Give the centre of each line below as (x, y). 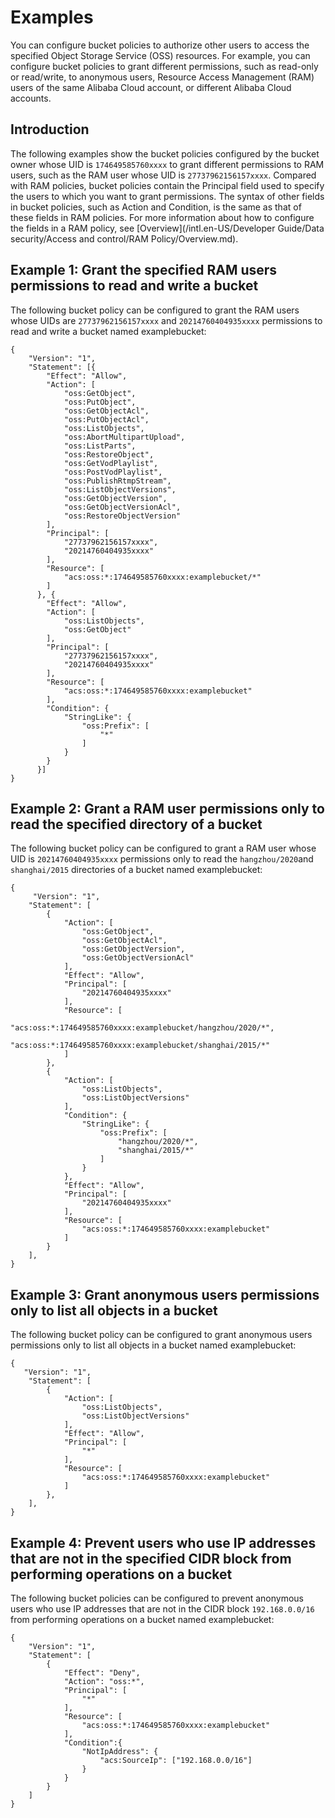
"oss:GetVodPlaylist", (111, 463)
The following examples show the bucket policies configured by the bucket (165, 153)
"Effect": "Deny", (102, 1673)
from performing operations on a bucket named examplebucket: (142, 1619)
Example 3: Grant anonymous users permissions (165, 1294)
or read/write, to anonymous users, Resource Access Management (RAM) (162, 77)
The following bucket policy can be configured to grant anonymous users (161, 1335)
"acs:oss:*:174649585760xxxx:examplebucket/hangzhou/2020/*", (142, 1028)
